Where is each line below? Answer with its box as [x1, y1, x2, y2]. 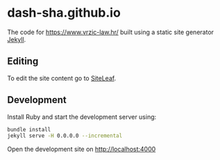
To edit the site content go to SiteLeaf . [7, 74, 117, 82]
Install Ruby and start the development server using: [7, 113, 157, 121]
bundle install [7, 126, 51, 133]
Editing [7, 56, 39, 67]
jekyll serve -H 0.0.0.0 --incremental [7, 132, 123, 140]
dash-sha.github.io [7, 5, 121, 21]
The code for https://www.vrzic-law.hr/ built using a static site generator [7, 28, 214, 36]
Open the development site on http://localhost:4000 [7, 145, 156, 154]
